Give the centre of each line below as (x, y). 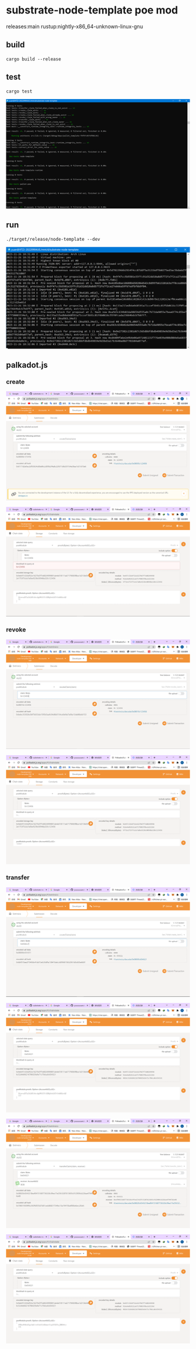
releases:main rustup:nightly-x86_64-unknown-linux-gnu (75, 26)
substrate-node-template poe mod (92, 10)
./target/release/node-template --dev (53, 239)
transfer (18, 877)
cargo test (19, 91)
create (15, 382)
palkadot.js (27, 365)
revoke (16, 630)
